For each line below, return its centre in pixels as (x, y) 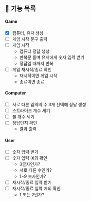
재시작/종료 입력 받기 (32, 182)
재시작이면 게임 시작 (38, 75)
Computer (16, 93)
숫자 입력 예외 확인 (30, 158)
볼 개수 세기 (23, 117)
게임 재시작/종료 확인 (32, 69)
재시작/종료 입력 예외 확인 (36, 188)
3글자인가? (30, 164)
